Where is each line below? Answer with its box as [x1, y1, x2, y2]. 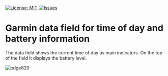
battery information [5, 33, 90, 45]
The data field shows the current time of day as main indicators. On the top [5, 49, 163, 55]
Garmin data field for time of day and [5, 23, 164, 34]
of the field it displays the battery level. [5, 55, 87, 61]
